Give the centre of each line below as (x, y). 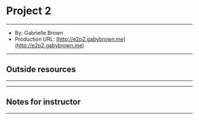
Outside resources (41, 69)
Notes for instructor (44, 102)
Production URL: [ (36, 39)
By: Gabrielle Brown (39, 33)
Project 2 (29, 11)
